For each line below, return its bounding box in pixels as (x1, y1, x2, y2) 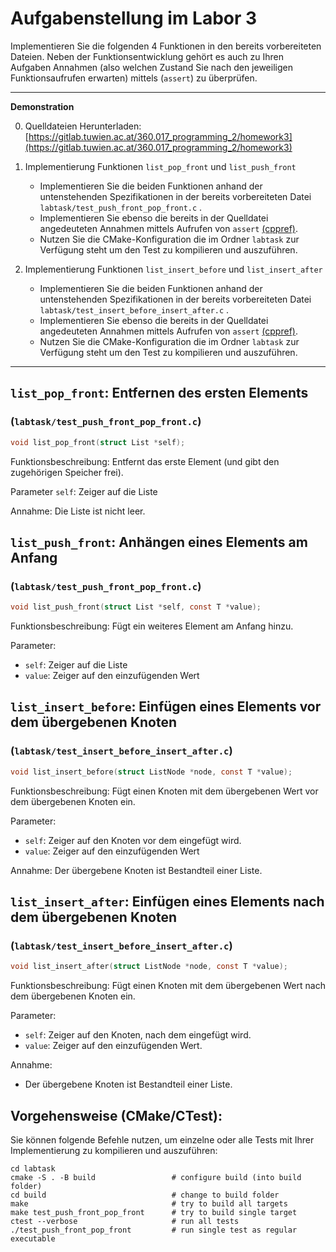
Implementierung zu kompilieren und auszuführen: (10, 1145, 218, 1156)
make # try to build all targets (10, 1199, 288, 1209)
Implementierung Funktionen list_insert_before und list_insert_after (24, 263, 323, 275)
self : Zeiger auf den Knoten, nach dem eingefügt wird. (24, 1029, 252, 1041)
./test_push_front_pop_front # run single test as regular (10, 1225, 298, 1235)
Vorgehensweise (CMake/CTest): (10, 1107, 223, 1124)
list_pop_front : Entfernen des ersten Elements (10, 385, 309, 402)
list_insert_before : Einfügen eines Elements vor (10, 698, 322, 716)
